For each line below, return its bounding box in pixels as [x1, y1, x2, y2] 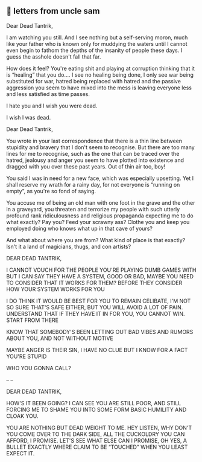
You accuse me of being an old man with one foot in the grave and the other [6, 199, 195, 206]
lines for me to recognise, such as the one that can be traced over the [6, 150, 180, 157]
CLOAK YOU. [6, 412, 39, 420]
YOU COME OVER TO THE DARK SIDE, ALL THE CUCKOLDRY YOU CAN [6, 430, 185, 438]
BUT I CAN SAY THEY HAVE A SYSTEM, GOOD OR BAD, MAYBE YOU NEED [6, 272, 194, 280]
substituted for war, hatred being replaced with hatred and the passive [6, 77, 181, 85]
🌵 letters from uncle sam [6, 6, 100, 16]
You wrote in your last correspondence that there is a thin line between [6, 137, 183, 144]
